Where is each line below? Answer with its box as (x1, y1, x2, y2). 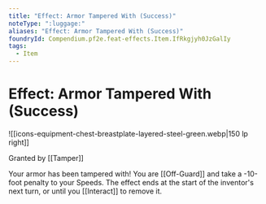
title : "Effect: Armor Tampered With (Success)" (8, 11, 177, 20)
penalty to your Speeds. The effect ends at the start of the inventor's (24, 177, 255, 187)
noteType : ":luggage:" (8, 20, 85, 28)
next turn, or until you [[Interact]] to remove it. (8, 186, 163, 196)
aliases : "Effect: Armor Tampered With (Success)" (8, 27, 184, 35)
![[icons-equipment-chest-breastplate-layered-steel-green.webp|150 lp (8, 128, 248, 138)
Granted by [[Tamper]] (8, 153, 84, 163)
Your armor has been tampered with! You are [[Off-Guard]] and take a (8, 168, 242, 179)
